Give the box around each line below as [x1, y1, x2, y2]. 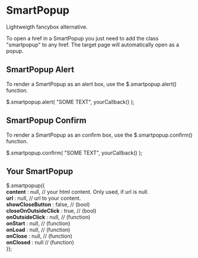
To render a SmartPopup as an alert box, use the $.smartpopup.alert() [6, 80, 177, 87]
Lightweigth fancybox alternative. [6, 23, 88, 30]
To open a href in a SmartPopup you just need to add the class [6, 34, 159, 42]
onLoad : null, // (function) [6, 226, 71, 234]
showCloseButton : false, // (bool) [6, 201, 90, 208]
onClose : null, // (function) [6, 232, 73, 240]
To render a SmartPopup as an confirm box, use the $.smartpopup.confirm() [6, 131, 193, 139]
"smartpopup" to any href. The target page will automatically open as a [6, 41, 180, 48]
